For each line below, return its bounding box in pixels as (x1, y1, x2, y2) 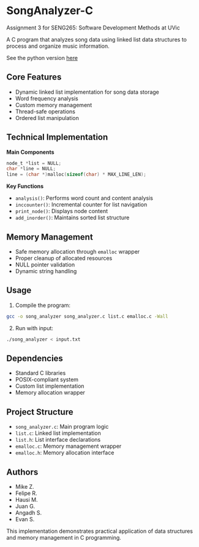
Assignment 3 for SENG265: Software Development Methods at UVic (6, 24, 181, 31)
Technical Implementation (6, 132, 108, 143)
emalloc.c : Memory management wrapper (15, 442, 122, 450)
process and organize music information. (6, 42, 110, 50)
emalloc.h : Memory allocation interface (15, 449, 115, 456)
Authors (6, 467, 39, 477)
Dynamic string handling (15, 268, 77, 274)
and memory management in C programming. (6, 534, 121, 541)
